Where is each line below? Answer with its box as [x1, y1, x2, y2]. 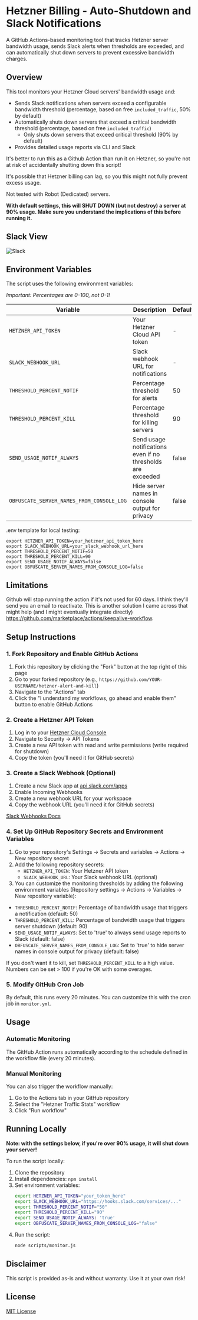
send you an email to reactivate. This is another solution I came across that [6, 602, 188, 609]
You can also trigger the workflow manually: [6, 1083, 113, 1090]
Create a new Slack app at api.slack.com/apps [14, 782, 128, 789]
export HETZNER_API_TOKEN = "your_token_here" [14, 1193, 126, 1199]
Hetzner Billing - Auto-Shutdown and [6, 4, 192, 18]
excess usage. [6, 179, 41, 186]
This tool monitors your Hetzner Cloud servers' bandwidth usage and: [6, 88, 176, 95]
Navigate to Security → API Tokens [14, 735, 100, 743]
